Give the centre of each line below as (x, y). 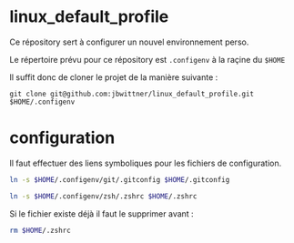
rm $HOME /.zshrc (40, 230)
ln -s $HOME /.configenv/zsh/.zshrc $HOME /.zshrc (103, 196)
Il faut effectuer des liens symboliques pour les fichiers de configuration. (146, 163)
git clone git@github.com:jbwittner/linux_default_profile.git (132, 94)
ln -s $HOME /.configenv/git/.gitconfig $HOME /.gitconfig (120, 179)
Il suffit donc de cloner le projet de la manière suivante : (114, 77)
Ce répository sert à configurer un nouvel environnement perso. (129, 42)
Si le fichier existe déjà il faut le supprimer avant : (101, 213)
